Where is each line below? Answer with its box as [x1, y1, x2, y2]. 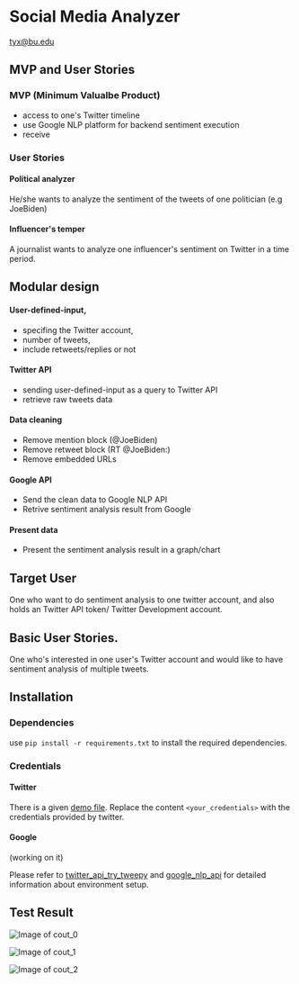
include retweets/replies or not [22, 344, 136, 355]
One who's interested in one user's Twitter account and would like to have [9, 654, 284, 664]
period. [9, 253, 36, 264]
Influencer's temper [9, 223, 85, 235]
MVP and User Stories [9, 62, 136, 77]
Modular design [9, 279, 100, 294]
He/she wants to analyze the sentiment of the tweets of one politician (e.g [9, 194, 283, 204]
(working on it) [9, 853, 64, 862]
